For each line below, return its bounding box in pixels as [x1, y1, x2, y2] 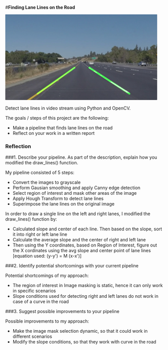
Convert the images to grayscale [12, 180, 81, 186]
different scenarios [12, 333, 52, 339]
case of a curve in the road [12, 299, 69, 305]
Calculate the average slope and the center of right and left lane [12, 237, 146, 243]
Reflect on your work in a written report [12, 130, 95, 136]
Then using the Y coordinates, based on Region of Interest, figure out [12, 242, 157, 248]
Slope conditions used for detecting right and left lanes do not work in [12, 293, 158, 299]
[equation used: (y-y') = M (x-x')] [12, 253, 82, 259]
